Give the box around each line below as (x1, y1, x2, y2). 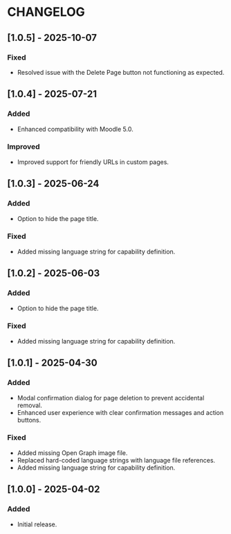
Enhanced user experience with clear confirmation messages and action (17, 408, 224, 416)
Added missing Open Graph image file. (17, 448, 128, 457)
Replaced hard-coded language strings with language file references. (17, 456, 216, 464)
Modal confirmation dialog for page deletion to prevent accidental (17, 393, 205, 402)
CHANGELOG (7, 4, 85, 20)
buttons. (17, 416, 41, 424)
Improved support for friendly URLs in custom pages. (17, 157, 169, 166)
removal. (17, 401, 43, 409)
